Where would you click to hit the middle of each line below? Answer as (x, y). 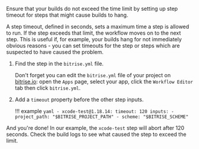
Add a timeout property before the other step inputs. (79, 99)
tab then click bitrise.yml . (48, 88)
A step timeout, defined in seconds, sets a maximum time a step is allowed (98, 27)
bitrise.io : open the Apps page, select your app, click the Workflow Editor (104, 81)
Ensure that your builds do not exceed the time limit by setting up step (92, 9)
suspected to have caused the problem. (55, 52)
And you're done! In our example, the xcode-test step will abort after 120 (95, 128)
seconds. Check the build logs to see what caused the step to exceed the (96, 134)
